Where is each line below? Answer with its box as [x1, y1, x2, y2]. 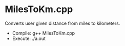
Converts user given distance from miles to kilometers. [5, 20, 120, 26]
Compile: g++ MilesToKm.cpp [12, 30, 75, 36]
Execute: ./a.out [12, 35, 46, 41]
